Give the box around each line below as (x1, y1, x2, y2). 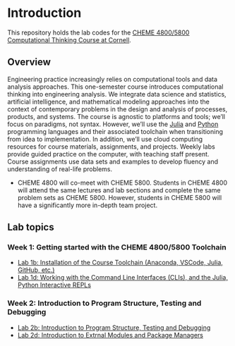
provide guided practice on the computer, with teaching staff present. (7, 149, 210, 158)
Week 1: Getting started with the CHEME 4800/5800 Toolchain (7, 242, 227, 252)
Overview (7, 56, 52, 68)
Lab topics (7, 221, 54, 233)
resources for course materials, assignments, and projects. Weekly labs (7, 142, 215, 151)
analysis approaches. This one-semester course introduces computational (7, 82, 224, 91)
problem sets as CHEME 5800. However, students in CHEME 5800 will (17, 193, 222, 202)
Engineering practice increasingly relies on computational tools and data (7, 75, 217, 83)
